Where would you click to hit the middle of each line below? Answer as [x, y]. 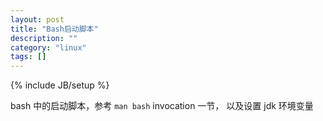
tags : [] [28, 57]
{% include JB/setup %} [60, 85]
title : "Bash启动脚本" [54, 29]
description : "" [44, 38]
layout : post [37, 19]
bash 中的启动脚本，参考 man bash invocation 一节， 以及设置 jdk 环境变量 [162, 106]
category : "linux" [48, 47]
